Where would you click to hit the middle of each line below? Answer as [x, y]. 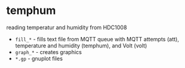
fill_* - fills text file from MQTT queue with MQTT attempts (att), [97, 39]
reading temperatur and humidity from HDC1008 [67, 27]
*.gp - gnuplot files [39, 58]
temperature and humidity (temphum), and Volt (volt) [81, 46]
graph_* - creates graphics [48, 52]
